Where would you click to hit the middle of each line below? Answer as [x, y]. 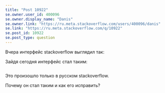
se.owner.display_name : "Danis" [39, 19]
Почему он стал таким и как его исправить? [53, 85]
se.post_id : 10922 [24, 33]
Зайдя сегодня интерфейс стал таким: [46, 61]
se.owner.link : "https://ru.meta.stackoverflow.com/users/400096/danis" [83, 24]
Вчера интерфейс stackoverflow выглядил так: [55, 52]
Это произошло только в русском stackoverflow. [57, 75]
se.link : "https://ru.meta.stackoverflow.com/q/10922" [64, 28]
